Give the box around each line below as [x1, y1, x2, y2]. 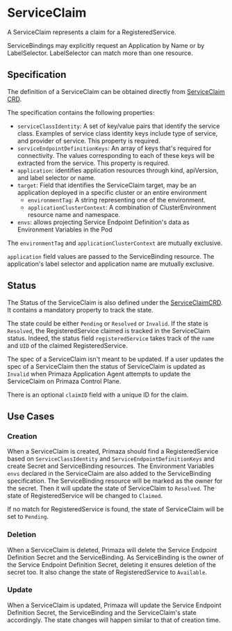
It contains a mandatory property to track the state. [7, 305, 154, 314]
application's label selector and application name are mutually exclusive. [7, 259, 215, 268]
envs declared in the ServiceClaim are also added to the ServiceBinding [7, 470, 212, 478]
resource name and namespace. [27, 210, 120, 218]
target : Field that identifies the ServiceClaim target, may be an [17, 181, 197, 189]
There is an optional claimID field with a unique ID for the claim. [7, 390, 189, 399]
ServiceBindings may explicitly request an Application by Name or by [7, 41, 205, 49]
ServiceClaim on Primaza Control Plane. [7, 377, 122, 385]
